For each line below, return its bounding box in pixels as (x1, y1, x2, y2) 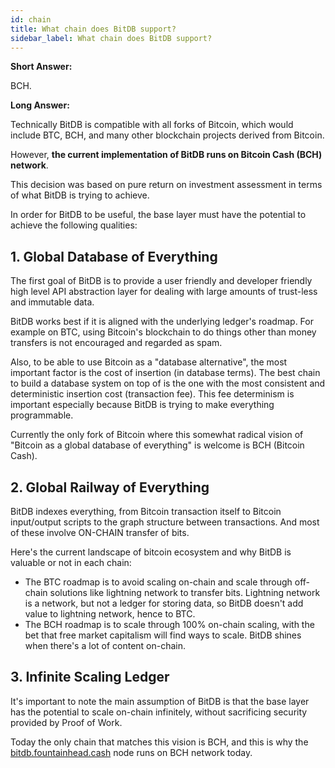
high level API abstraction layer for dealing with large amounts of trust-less (10, 286, 318, 298)
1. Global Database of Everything (10, 248, 218, 265)
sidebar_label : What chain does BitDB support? (10, 33, 213, 43)
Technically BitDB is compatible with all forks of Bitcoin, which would (10, 119, 294, 131)
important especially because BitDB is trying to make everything (10, 399, 275, 411)
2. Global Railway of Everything (10, 479, 210, 496)
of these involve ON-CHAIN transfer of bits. (10, 527, 190, 538)
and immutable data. (10, 296, 95, 308)
